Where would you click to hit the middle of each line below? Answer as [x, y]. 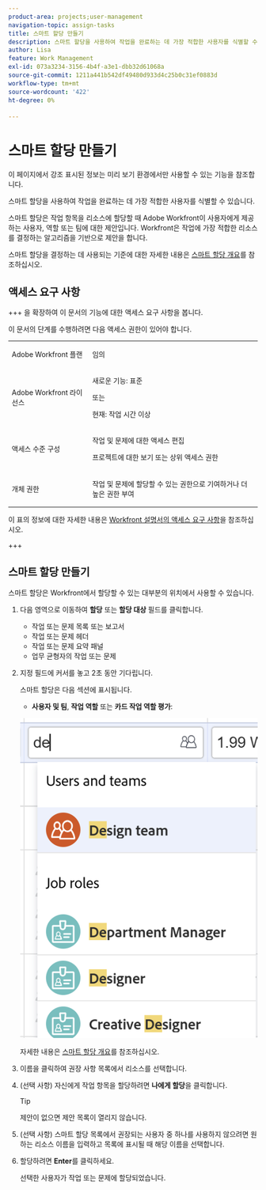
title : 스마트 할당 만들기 [46, 33]
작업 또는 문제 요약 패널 [68, 646]
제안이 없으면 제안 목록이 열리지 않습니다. [83, 1118]
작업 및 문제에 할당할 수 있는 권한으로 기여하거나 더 [170, 483]
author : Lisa [30, 50]
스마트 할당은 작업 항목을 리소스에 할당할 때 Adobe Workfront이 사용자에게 [124, 218]
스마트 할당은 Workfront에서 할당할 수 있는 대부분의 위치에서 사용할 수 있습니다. [131, 593]
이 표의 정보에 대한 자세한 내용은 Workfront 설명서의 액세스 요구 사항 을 [118, 519]
